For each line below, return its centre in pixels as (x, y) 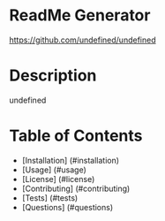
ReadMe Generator (80, 15)
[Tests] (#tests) (50, 198)
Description (53, 76)
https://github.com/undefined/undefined (82, 40)
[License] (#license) (58, 179)
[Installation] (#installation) (71, 160)
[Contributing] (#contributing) (76, 188)
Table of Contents (76, 136)
